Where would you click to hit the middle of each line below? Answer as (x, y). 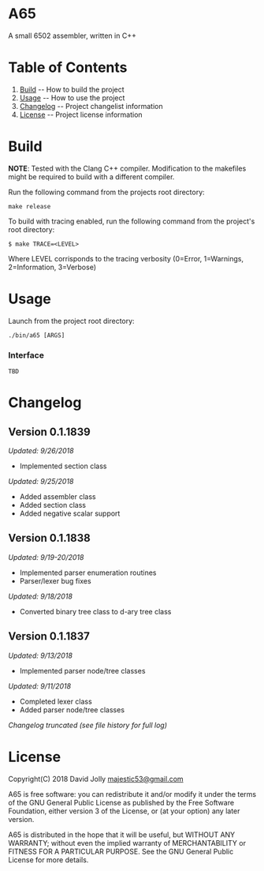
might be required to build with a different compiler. (91, 176)
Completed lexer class (56, 701)
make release (30, 206)
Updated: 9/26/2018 (41, 451)
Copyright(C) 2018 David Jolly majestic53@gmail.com (96, 779)
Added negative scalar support (70, 513)
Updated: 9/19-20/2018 (46, 557)
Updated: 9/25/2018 (41, 482)
